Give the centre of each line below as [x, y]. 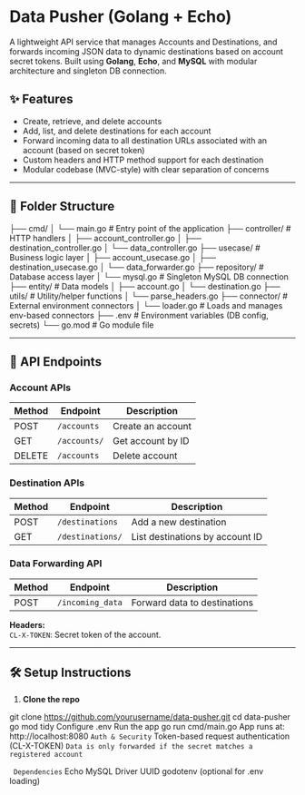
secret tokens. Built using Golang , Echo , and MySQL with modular [133, 61]
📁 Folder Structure [62, 206]
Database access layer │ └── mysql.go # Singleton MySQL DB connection [149, 276]
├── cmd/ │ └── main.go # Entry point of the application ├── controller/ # [150, 228]
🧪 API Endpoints [56, 362]
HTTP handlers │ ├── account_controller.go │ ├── [106, 238]
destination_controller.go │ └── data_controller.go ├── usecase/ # [135, 248]
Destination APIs [47, 483]
